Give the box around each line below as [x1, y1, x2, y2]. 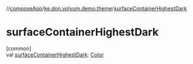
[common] [6, 45, 31, 52]
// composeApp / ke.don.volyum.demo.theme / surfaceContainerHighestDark [6, 5, 188, 12]
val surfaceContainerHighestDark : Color [6, 51, 104, 58]
